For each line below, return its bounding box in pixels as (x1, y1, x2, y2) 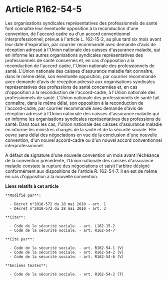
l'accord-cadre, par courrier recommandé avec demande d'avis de (5, 105, 143, 111)
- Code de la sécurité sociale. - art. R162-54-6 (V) (9, 254, 124, 259)
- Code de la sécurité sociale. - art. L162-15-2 (9, 223, 115, 228)
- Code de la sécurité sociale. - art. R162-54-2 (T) (9, 271, 124, 276)
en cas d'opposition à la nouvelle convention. (5, 173, 98, 179)
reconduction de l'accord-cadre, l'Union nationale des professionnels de (5, 63, 155, 69)
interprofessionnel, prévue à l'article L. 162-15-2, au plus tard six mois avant (5, 36, 161, 42)
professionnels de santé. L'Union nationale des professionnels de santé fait (5, 94, 160, 101)
